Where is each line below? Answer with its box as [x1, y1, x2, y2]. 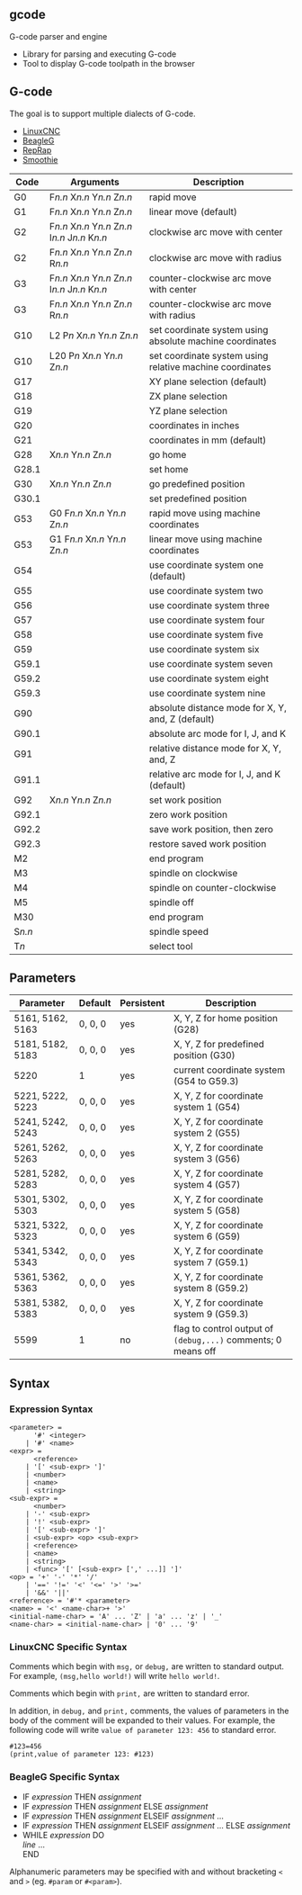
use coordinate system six [148, 642, 260, 655]
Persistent [120, 997, 165, 1010]
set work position [148, 794, 222, 806]
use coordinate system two [148, 584, 263, 597]
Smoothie [22, 154, 58, 165]
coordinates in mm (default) [148, 434, 267, 446]
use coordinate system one [148, 558, 264, 570]
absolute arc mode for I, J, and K [148, 727, 286, 740]
